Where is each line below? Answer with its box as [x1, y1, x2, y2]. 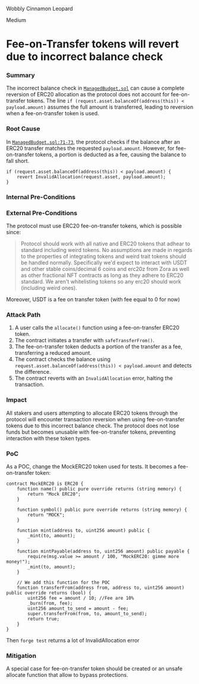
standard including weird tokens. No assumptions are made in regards [20, 247, 192, 253]
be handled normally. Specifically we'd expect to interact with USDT [20, 259, 188, 266]
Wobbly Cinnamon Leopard [6, 5, 73, 12]
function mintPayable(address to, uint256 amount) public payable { [17, 548, 190, 554]
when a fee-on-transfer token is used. [6, 110, 99, 117]
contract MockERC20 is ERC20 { [6, 481, 84, 487]
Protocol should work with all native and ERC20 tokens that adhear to [20, 240, 191, 247]
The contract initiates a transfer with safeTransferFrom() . [14, 337, 154, 344]
